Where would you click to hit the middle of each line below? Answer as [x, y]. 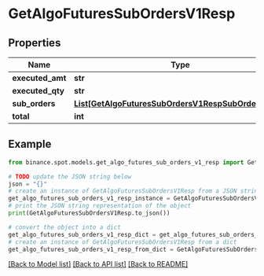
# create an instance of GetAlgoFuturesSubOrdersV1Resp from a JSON [123, 191]
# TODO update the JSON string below [70, 177]
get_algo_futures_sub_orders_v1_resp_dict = [82, 234]
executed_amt [39, 78]
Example [30, 144]
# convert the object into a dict [65, 227]
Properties [35, 43]
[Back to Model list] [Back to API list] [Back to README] [98, 264]
